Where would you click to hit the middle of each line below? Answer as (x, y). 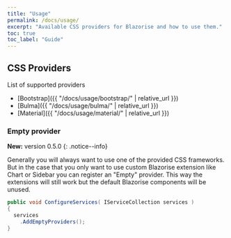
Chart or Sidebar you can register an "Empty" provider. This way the (105, 174)
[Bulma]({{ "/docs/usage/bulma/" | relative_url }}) (88, 105)
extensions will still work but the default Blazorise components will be (107, 182)
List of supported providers (46, 84)
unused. (19, 190)
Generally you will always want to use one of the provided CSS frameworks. (116, 160)
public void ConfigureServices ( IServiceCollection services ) (101, 202)
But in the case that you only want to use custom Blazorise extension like (112, 168)
